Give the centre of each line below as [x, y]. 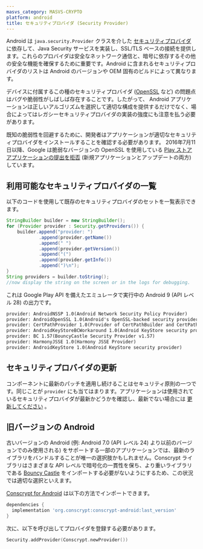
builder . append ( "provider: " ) [55, 232]
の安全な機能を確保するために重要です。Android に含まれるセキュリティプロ [101, 63]
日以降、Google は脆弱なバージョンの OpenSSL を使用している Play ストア [99, 150]
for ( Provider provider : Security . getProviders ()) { [76, 226]
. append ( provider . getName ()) [75, 237]
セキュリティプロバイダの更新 [61, 368]
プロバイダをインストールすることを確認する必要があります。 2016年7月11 [103, 142]
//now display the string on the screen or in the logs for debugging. [98, 282]
